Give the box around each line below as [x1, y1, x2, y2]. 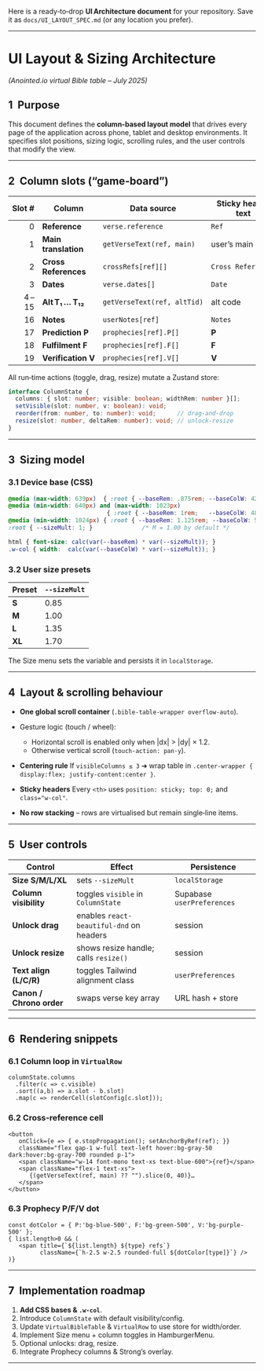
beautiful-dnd [76, 921, 130, 930]
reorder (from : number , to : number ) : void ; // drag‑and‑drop [15, 410, 234, 418]
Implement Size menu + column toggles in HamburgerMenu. [19, 1330, 215, 1340]
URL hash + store [174, 993, 239, 1004]
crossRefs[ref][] [102, 262, 167, 271]
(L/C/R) [12, 974, 41, 985]
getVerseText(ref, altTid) [102, 298, 204, 306]
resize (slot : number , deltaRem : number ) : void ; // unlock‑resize [15, 417, 234, 425]
